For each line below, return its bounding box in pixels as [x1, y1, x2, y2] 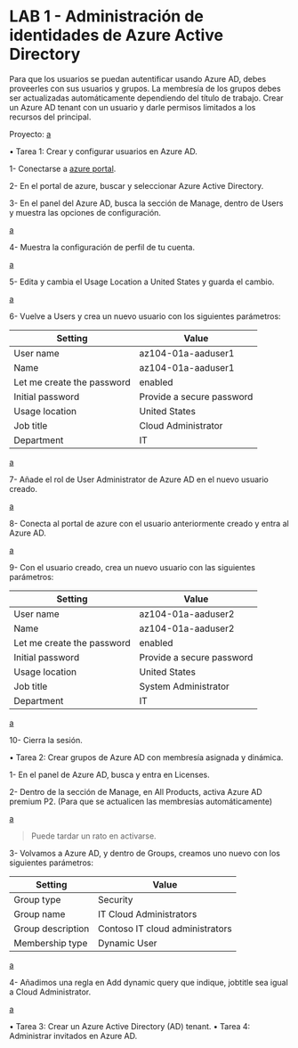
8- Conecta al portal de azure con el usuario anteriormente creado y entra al [9, 518, 289, 528]
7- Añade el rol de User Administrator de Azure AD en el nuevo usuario [9, 474, 269, 485]
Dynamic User [97, 937, 157, 949]
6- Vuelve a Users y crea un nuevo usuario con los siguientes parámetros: [9, 310, 282, 322]
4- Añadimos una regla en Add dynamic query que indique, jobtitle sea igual [9, 977, 289, 987]
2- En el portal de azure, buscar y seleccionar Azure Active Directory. [9, 180, 264, 191]
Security [97, 893, 133, 905]
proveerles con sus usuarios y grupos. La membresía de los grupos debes [9, 83, 282, 94]
